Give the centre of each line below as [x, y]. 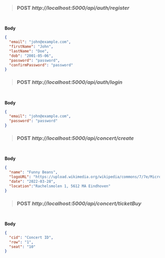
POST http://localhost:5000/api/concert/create [75, 138]
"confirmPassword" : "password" [41, 65]
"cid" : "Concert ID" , [31, 237]
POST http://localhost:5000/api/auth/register [73, 8]
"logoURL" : [20, 177]
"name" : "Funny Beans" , [33, 172]
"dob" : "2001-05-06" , [31, 56]
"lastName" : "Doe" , [29, 51]
